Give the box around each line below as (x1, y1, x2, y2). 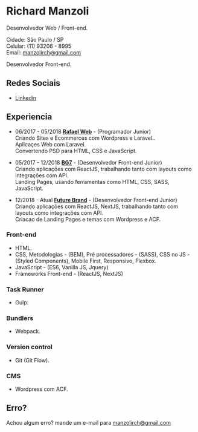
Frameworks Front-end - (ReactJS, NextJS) (14, 270, 124, 277)
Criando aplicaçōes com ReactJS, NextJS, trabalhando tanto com (14, 203, 179, 210)
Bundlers (6, 314, 34, 322)
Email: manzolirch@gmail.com (6, 48, 81, 56)
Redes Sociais (6, 78, 60, 88)
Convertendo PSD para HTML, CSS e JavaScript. (14, 147, 137, 154)
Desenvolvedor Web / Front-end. (6, 24, 88, 31)
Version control (6, 343, 53, 352)
